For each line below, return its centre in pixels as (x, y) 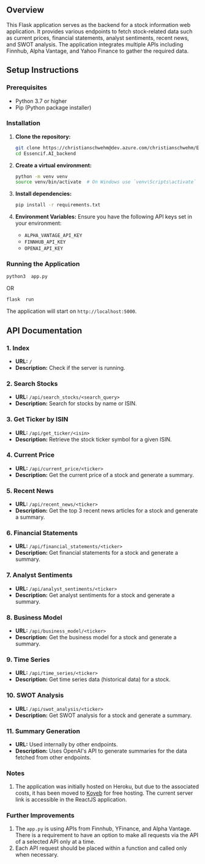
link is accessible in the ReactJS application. (71, 800)
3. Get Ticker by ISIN (37, 419)
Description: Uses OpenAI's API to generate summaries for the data (101, 751)
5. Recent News (30, 490)
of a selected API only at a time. (55, 842)
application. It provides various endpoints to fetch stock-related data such (99, 31)
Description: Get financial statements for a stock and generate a (97, 553)
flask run (20, 299)
